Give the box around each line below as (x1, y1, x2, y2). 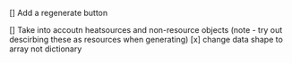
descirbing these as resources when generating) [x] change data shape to (9, 35, 284, 44)
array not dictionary (9, 43, 82, 54)
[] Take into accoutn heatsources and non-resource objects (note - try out (9, 25, 283, 35)
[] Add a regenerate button (9, 8, 108, 18)
